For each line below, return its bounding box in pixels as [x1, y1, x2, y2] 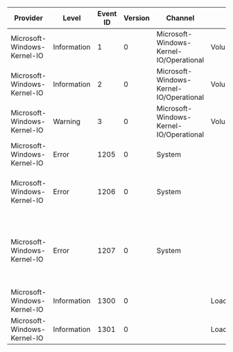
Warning [53, 117, 81, 126]
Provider [13, 13, 43, 23]
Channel [166, 13, 195, 23]
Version [123, 13, 150, 23]
